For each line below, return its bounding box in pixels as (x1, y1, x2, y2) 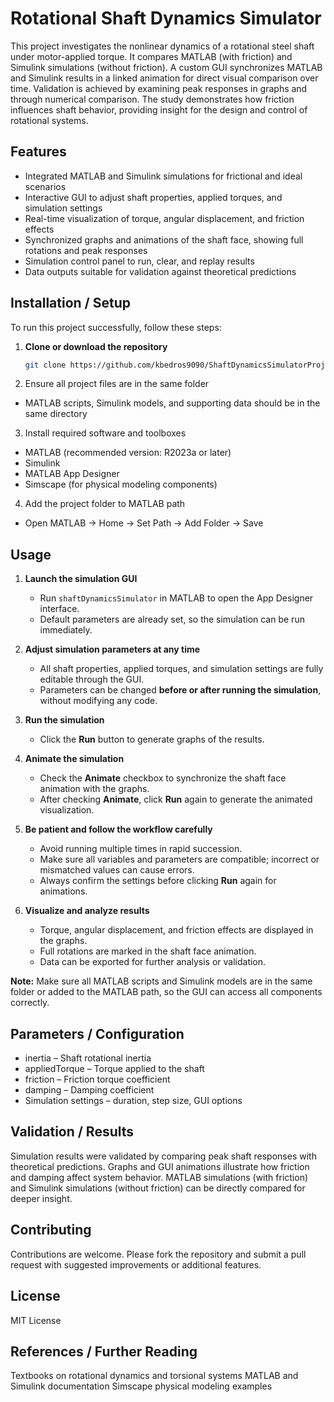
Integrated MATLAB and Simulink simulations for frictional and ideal (24, 170, 303, 182)
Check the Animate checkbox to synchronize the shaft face (39, 772, 287, 784)
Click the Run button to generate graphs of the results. (39, 733, 265, 746)
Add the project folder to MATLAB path (24, 498, 186, 510)
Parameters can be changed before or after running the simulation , (39, 684, 322, 696)
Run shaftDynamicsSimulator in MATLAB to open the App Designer (39, 592, 314, 604)
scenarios (24, 180, 67, 192)
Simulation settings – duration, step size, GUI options (24, 1095, 243, 1107)
